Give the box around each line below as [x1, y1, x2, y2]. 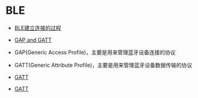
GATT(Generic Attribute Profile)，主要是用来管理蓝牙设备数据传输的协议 [14, 61, 193, 69]
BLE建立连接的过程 [14, 24, 61, 31]
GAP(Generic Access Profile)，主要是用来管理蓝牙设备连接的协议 [14, 49, 176, 56]
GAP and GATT [14, 36, 52, 43]
